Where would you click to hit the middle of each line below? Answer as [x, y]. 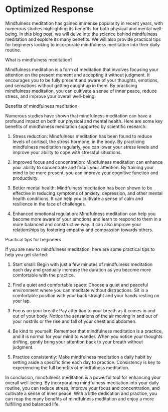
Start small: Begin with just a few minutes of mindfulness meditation [82, 264]
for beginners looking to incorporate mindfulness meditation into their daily [82, 44]
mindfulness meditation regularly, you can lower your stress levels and [85, 147]
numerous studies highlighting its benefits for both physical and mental [78, 28]
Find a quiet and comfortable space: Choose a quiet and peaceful [80, 285]
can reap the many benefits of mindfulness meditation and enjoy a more [79, 398]
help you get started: [27, 254]
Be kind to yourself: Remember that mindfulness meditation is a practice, [88, 331]
